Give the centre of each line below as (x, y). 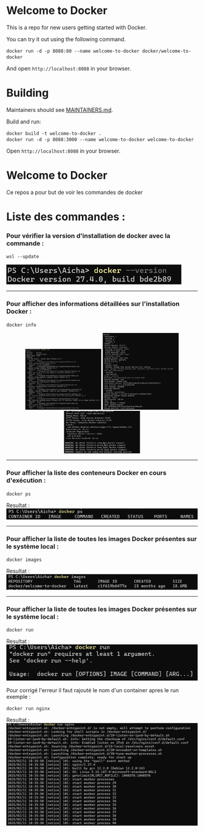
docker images (24, 560)
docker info (21, 325)
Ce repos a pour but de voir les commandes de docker (75, 192)
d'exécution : (26, 481)
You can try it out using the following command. (66, 39)
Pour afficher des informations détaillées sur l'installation (93, 304)
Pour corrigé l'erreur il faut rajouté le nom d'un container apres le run (93, 690)
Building (28, 93)
